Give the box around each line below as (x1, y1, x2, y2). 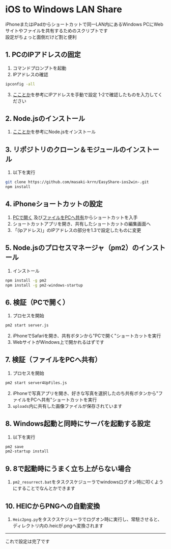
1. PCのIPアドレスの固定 (5, 50, 81, 59)
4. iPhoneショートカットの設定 (5, 200, 103, 208)
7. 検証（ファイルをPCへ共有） (5, 356, 102, 364)
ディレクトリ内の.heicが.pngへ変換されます (12, 522, 104, 529)
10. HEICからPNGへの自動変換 (5, 501, 100, 510)
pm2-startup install (5, 449, 49, 454)
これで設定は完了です (5, 538, 50, 544)
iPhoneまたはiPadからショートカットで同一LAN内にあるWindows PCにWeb (5, 21, 164, 27)
